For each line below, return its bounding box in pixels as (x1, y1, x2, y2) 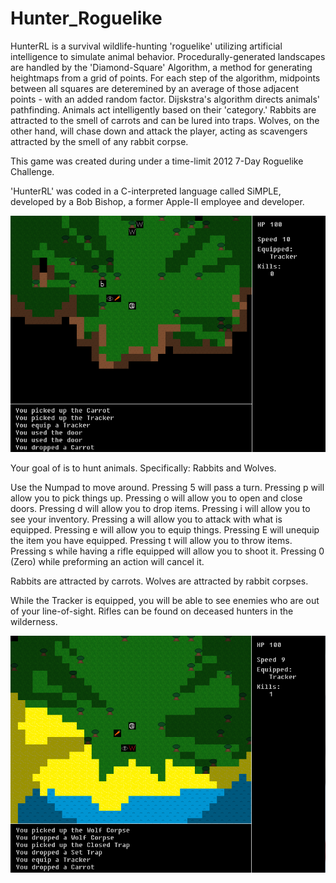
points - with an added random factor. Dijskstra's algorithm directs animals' (10, 93, 320, 105)
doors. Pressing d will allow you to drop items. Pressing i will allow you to (10, 503, 311, 515)
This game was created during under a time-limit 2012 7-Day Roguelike (10, 155, 304, 167)
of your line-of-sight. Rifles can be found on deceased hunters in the (10, 605, 294, 617)
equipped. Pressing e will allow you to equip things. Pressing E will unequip (10, 524, 320, 536)
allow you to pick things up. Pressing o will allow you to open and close (10, 492, 303, 504)
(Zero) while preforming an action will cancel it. (10, 556, 205, 568)
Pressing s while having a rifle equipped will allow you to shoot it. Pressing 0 (10, 545, 325, 557)
